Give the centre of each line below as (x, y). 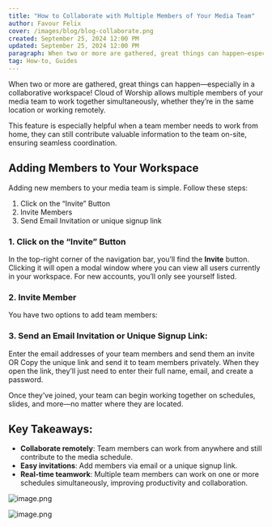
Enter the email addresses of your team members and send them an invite (132, 354)
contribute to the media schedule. (76, 457)
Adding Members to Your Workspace (104, 168)
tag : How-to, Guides (43, 62)
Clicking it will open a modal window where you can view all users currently (134, 267)
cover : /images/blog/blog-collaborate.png (81, 31)
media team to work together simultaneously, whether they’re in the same (131, 101)
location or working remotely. (57, 109)
